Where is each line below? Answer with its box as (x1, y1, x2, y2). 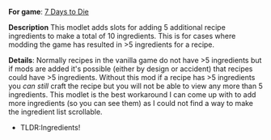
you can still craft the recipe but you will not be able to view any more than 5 (8, 81, 263, 91)
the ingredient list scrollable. (8, 107, 103, 117)
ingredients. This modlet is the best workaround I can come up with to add (8, 90, 256, 100)
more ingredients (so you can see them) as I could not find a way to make (8, 99, 253, 108)
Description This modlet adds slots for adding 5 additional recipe (8, 23, 227, 32)
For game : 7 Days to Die (8, 7, 89, 16)
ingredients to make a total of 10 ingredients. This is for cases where (8, 32, 236, 40)
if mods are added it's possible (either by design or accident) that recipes (8, 64, 253, 74)
